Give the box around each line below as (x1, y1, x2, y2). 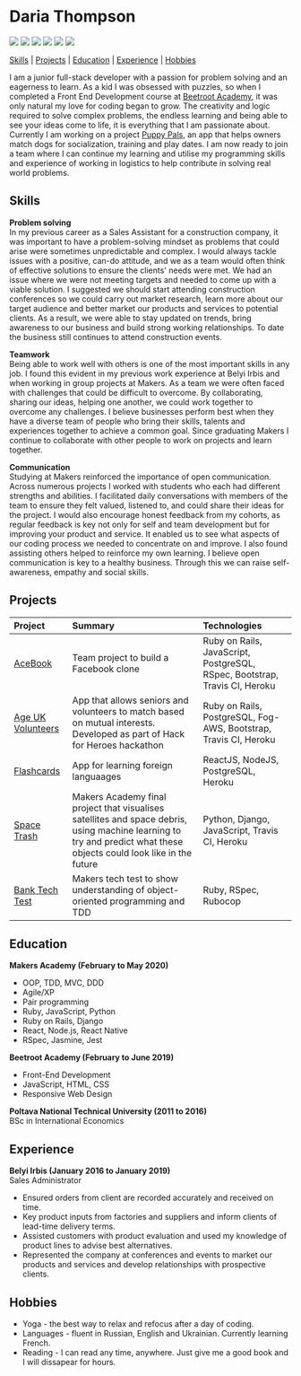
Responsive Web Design (21, 1089, 113, 1100)
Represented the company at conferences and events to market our (21, 1249, 273, 1260)
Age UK (13, 711, 47, 723)
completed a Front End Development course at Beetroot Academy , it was (9, 91, 278, 101)
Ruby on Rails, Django (21, 1016, 104, 1027)
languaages (72, 770, 122, 783)
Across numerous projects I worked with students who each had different (9, 480, 280, 491)
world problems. (9, 167, 70, 178)
